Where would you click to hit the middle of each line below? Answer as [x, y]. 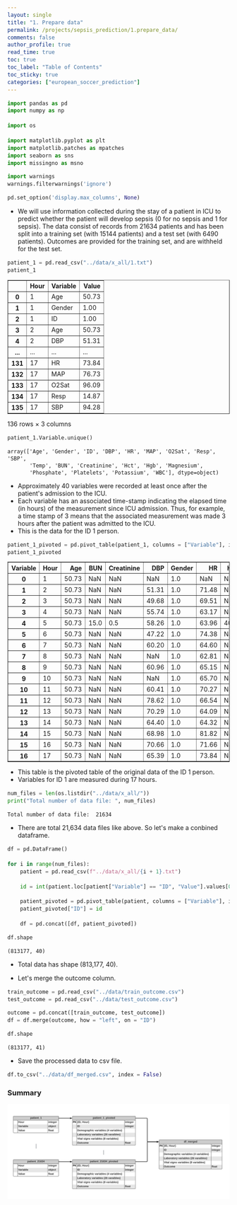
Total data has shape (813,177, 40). [68, 964]
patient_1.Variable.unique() [50, 438]
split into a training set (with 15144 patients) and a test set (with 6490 [118, 234]
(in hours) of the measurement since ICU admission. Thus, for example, [121, 508]
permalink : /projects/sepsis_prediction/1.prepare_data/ [93, 30]
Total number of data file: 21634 [60, 815]
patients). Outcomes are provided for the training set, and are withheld [120, 241]
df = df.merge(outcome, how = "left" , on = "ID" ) [82, 1020]
